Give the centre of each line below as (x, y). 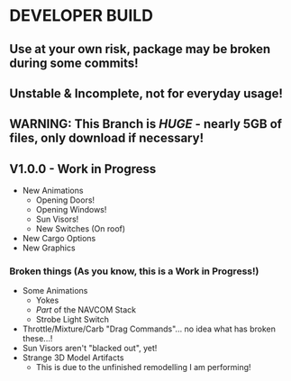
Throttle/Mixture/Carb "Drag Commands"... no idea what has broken (149, 329)
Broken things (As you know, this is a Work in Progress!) (134, 271)
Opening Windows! (71, 210)
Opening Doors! (65, 200)
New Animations (53, 191)
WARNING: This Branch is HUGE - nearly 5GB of (145, 124)
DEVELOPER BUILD (81, 16)
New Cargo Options (59, 239)
